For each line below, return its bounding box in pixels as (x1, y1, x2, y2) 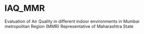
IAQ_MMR (4, 3, 45, 14)
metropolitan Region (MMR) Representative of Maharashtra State (4, 23, 134, 29)
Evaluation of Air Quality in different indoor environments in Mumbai (4, 18, 140, 24)
